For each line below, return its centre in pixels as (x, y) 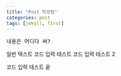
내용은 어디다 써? (28, 41)
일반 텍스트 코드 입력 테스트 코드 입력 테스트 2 (61, 54)
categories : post (28, 18)
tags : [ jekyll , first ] (35, 23)
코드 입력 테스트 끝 (28, 67)
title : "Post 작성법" (32, 12)
